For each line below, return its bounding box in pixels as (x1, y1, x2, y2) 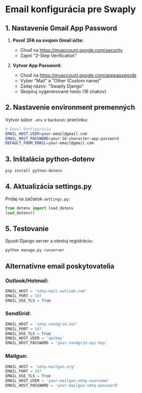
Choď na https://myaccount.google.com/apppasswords (20, 72, 137, 78)
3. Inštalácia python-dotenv (5, 155, 95, 163)
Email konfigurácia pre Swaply (5, 4, 136, 15)
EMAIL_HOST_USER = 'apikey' (5, 336, 65, 341)
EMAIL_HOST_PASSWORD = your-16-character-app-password (5, 136, 119, 141)
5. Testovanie (5, 224, 49, 233)
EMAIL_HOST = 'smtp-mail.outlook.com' (5, 288, 87, 293)
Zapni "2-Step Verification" (20, 52, 77, 58)
